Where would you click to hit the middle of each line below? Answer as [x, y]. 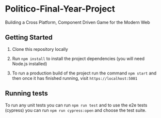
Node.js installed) [30, 63]
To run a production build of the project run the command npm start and [84, 73]
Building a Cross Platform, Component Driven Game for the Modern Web [78, 22]
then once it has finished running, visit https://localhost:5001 [75, 78]
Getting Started [29, 37]
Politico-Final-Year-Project [60, 9]
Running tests [27, 94]
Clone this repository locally [40, 49]
